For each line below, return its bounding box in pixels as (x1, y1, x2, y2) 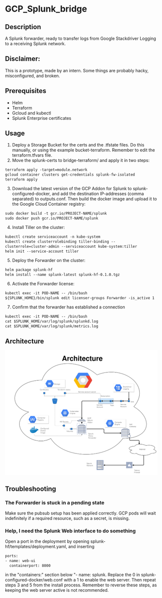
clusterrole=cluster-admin (5, 244, 59, 249)
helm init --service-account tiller (5, 249, 79, 254)
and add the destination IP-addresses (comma (51, 191, 144, 197)
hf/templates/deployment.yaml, (5, 544, 68, 550)
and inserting (68, 544, 95, 550)
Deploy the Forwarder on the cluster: (12, 258, 86, 263)
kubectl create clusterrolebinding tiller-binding (5, 239, 109, 244)
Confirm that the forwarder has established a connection (12, 304, 125, 310)
